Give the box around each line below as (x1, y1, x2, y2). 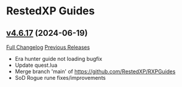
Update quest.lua (14, 61, 58, 69)
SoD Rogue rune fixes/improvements (14, 74, 106, 81)
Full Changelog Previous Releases (6, 44, 90, 51)
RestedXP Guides (6, 4, 95, 18)
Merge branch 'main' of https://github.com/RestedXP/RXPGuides (14, 68, 175, 75)
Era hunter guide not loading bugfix (14, 55, 103, 62)
